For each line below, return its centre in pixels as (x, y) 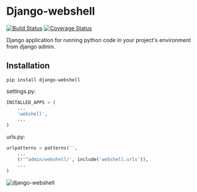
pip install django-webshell (43, 80)
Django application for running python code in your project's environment (99, 40)
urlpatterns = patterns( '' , (42, 148)
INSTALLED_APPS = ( (31, 102)
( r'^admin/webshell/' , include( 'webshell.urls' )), (83, 159)
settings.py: (21, 91)
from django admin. (31, 46)
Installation (28, 66)
